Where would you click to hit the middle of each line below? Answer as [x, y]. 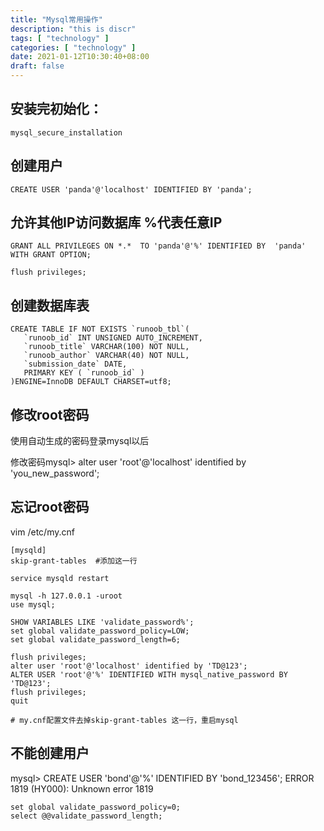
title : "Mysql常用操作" [56, 19]
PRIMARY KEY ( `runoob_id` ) [84, 373]
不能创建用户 [50, 753]
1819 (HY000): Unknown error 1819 [82, 788]
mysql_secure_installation [66, 132]
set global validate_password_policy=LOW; [100, 631]
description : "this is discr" [73, 29]
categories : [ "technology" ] [73, 47]
